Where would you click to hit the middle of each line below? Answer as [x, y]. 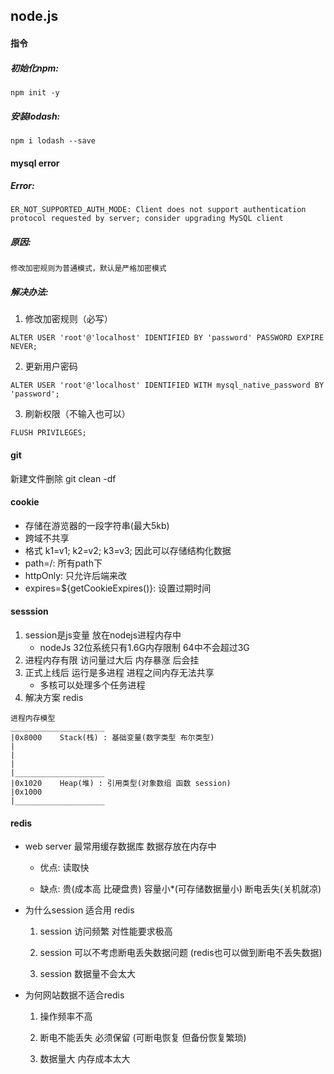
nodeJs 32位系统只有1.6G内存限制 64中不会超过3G [144, 648]
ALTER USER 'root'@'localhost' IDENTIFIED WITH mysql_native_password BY [167, 385]
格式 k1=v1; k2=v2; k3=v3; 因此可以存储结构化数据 [128, 550]
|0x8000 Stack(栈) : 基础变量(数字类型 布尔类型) [112, 738]
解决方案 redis [54, 698]
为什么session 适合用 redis [79, 910]
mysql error [35, 163]
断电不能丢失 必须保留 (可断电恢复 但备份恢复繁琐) [143, 1038]
